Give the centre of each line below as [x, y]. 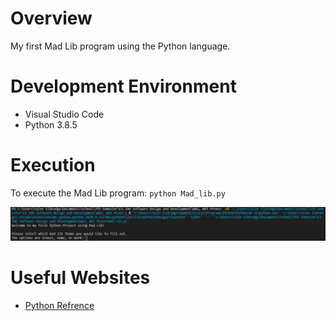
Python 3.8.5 [51, 124]
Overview [51, 18]
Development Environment [123, 86]
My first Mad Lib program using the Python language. [120, 46]
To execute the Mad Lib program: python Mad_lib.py [118, 193]
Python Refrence [59, 305]
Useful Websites [80, 278]
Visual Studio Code [64, 114]
